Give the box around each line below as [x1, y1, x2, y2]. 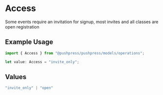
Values [5, 73, 27, 81]
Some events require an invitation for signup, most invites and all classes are [5, 19, 159, 25]
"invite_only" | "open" [5, 85, 54, 91]
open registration [5, 24, 40, 29]
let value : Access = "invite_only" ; [5, 59, 79, 64]
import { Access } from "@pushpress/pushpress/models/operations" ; [5, 51, 145, 55]
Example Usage [5, 38, 54, 46]
